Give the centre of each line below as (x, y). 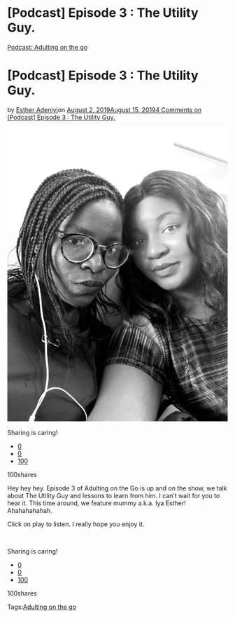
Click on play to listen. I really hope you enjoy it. (76, 524)
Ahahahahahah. (30, 510)
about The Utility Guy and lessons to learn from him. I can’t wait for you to (114, 495)
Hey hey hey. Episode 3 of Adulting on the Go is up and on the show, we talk (117, 488)
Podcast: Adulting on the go (48, 47)
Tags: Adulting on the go (42, 607)
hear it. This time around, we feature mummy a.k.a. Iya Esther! (97, 503)
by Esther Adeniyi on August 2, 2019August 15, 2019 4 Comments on (105, 109)
